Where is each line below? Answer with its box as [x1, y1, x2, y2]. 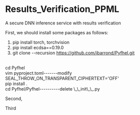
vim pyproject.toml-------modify [5, 70, 72, 76]
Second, [5, 96, 22, 102]
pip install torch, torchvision [12, 39, 70, 45]
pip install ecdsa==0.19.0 [12, 44, 64, 50]
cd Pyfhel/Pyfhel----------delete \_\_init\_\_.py [5, 86, 100, 92]
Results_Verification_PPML [5, 3, 119, 15]
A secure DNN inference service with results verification [5, 20, 121, 26]
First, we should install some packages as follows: [5, 29, 108, 35]
